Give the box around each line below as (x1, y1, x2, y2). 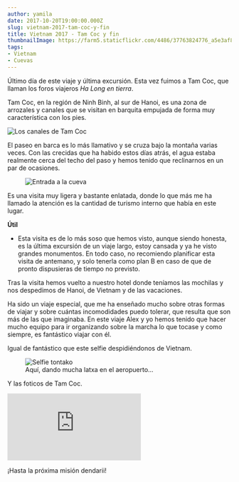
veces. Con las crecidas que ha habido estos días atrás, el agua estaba (7, 148, 216, 157)
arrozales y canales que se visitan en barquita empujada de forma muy (7, 105, 216, 114)
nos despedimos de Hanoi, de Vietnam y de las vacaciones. (7, 286, 183, 294)
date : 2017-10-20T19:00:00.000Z (7, 17, 103, 24)
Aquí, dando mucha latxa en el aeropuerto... (25, 365, 154, 373)
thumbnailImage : (7, 37, 55, 44)
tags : (7, 44, 23, 51)
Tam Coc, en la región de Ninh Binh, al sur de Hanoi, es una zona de (7, 98, 207, 106)
